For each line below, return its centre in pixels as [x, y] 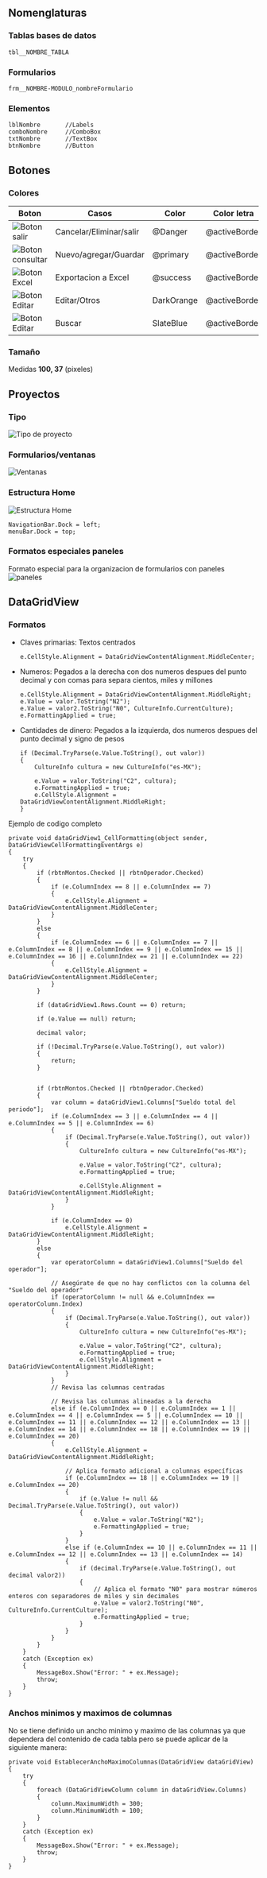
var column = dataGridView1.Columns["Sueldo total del [143, 1102]
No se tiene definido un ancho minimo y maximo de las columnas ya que [127, 1730]
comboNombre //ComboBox [55, 132]
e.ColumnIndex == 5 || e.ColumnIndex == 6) [81, 1123]
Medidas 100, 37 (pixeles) [51, 370]
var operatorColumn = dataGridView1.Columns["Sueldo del [147, 1262]
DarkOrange [175, 300]
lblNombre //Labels [51, 125]
